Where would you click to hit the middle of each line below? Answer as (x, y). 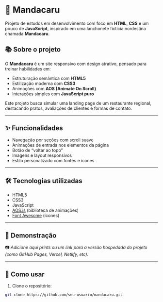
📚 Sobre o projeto (33, 50)
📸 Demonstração (31, 235)
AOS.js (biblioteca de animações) (45, 210)
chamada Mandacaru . (27, 34)
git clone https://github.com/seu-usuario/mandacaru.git (64, 295)
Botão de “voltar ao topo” (37, 150)
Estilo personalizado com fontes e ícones (53, 160)
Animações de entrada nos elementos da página (60, 145)
